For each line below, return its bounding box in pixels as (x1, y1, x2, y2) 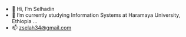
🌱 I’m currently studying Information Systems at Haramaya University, (11, 12, 181, 18)
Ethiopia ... (11, 18, 38, 24)
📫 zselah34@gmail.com (11, 24, 72, 31)
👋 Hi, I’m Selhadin (11, 6, 55, 12)
